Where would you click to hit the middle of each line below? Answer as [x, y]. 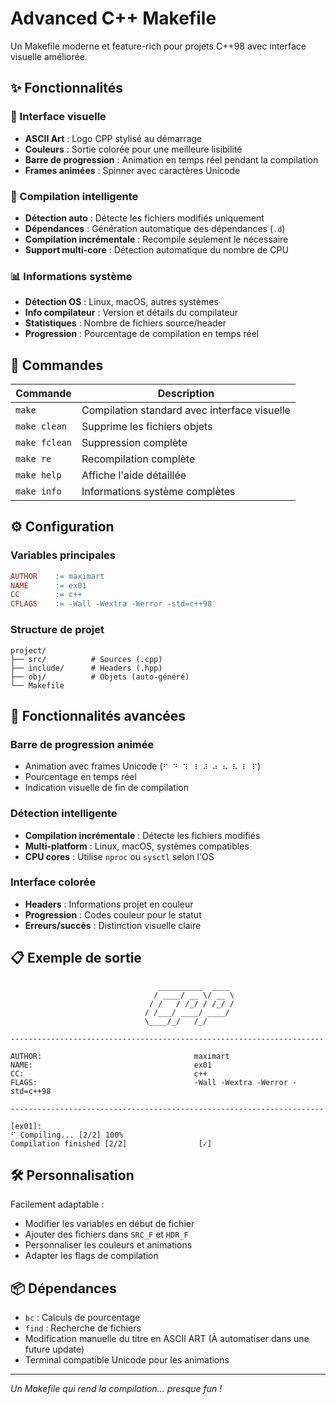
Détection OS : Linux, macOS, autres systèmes [121, 302]
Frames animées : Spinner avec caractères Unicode [132, 170]
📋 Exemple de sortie [76, 958]
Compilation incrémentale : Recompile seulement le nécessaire [156, 239]
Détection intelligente [64, 814]
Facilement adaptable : [57, 1204]
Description [186, 394]
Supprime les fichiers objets [147, 427]
